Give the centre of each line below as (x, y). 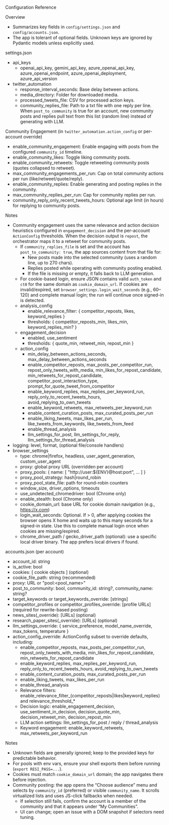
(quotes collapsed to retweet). (44, 168)
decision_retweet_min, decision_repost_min (65, 717)
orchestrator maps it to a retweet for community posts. (69, 241)
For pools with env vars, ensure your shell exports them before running (86, 763)
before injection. (30, 780)
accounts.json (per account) (35, 552)
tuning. (27, 817)
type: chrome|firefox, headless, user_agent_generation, (77, 456)
